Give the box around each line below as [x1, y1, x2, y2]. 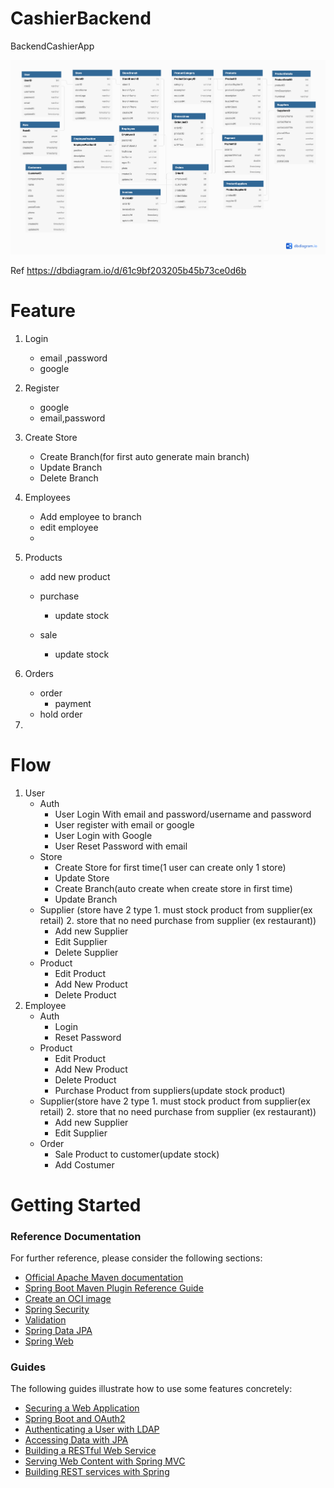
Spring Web [24, 1335, 74, 1347]
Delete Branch [39, 472, 99, 484]
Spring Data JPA [24, 1325, 93, 1337]
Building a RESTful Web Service [24, 1445, 157, 1457]
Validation [24, 1314, 67, 1326]
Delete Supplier [54, 946, 119, 958]
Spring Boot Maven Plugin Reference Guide [24, 1282, 204, 1294]
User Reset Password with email [54, 840, 188, 852]
